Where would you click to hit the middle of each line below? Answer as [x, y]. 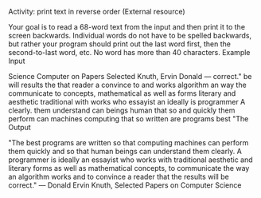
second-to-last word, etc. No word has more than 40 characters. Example [129, 52]
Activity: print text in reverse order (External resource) [97, 12]
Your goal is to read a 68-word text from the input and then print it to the [127, 27]
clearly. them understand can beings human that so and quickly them [122, 110]
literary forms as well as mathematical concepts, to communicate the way [129, 168]
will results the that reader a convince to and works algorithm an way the [127, 85]
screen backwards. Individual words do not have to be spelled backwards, [130, 36]
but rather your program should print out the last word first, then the [120, 44]
